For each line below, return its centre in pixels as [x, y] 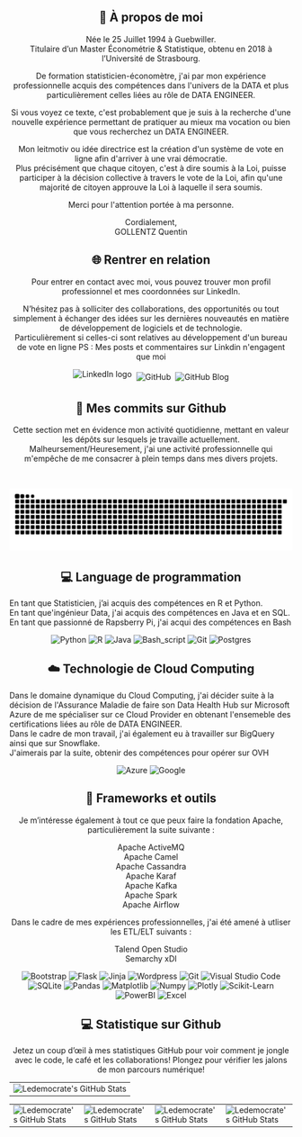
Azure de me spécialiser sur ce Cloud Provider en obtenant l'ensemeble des [150, 714]
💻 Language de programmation [151, 577]
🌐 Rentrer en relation [151, 260]
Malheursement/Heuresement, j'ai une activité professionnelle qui [151, 449]
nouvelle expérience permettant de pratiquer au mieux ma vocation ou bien [151, 122]
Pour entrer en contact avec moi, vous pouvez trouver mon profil [151, 282]
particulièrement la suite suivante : [151, 829]
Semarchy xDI [151, 958]
